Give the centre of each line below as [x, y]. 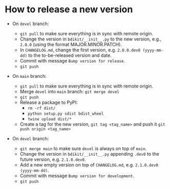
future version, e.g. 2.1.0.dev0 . [53, 159]
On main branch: [29, 76]
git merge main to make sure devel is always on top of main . [83, 148]
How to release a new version [69, 9]
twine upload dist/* [50, 119]
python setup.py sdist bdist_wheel [65, 114]
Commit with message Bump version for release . [72, 60]
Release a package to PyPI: [49, 102]
